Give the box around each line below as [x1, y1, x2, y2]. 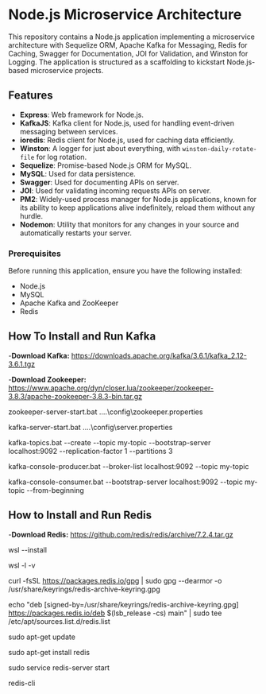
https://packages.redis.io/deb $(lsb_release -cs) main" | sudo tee [8, 608, 222, 618]
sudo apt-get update [8, 632, 75, 642]
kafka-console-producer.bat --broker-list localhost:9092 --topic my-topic [8, 461, 249, 471]
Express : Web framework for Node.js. [19, 110, 145, 119]
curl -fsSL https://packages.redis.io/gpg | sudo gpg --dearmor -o [8, 576, 222, 585]
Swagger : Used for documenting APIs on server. [19, 177, 179, 187]
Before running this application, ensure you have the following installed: [8, 266, 242, 276]
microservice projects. [30, 65, 104, 75]
